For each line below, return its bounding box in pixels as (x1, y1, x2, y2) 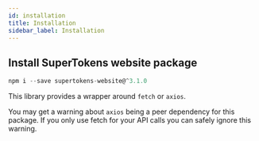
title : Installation (8, 19, 77, 27)
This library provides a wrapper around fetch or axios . (8, 92, 187, 101)
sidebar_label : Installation (8, 26, 105, 34)
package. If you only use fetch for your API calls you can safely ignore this (8, 116, 252, 125)
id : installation (8, 11, 66, 20)
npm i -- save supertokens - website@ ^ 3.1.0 (8, 77, 148, 85)
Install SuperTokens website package (8, 56, 198, 69)
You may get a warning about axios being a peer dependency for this (8, 107, 235, 116)
